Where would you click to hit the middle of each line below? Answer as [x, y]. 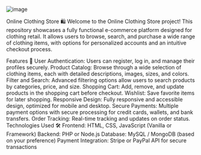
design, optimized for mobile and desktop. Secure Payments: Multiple [92, 106]
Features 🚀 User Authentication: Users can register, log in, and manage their [100, 61]
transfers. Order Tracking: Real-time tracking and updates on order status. [98, 119]
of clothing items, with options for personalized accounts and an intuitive [96, 43]
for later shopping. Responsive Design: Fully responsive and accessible [94, 99]
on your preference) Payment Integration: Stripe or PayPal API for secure [96, 141]
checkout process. [29, 49]
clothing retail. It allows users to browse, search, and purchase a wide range [101, 36]
